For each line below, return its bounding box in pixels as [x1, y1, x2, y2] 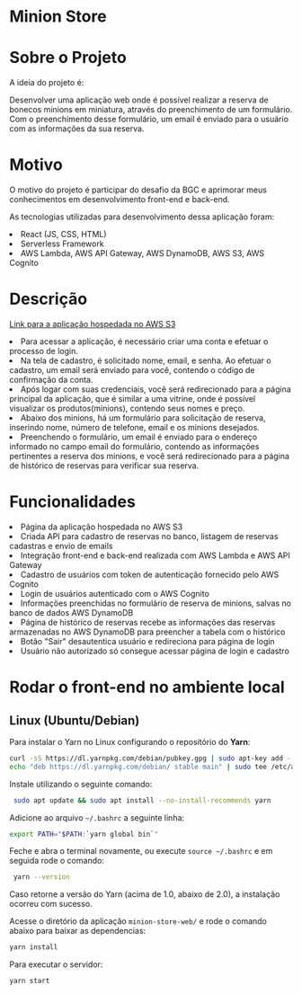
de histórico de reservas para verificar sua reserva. [9, 460, 200, 471]
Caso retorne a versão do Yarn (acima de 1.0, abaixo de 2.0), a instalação [9, 889, 280, 900]
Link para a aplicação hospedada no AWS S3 [9, 319, 176, 329]
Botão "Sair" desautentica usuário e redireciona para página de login [21, 635, 276, 646]
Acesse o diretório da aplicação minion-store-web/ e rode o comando [9, 916, 268, 927]
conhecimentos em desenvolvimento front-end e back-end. [9, 194, 231, 205]
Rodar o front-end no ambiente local [9, 677, 285, 697]
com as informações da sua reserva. [9, 123, 145, 134]
